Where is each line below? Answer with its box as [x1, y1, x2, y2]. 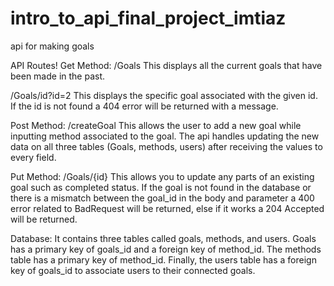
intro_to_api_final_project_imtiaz [10, 7, 287, 30]
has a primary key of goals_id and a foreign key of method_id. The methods [10, 243, 322, 255]
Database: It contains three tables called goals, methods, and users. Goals [10, 232, 317, 244]
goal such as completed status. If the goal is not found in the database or [10, 181, 312, 193]
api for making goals [10, 40, 95, 52]
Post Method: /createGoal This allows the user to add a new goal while [10, 119, 302, 131]
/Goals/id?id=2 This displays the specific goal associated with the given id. [10, 89, 318, 101]
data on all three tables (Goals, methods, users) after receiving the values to [10, 140, 323, 152]
